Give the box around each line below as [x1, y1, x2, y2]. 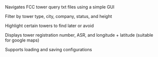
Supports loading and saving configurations [5, 47, 92, 52]
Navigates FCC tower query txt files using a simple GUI [5, 4, 115, 10]
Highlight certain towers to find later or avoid [5, 23, 94, 28]
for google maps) [5, 37, 40, 43]
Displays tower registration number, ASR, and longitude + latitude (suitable [5, 32, 154, 38]
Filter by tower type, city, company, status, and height [5, 14, 112, 19]
